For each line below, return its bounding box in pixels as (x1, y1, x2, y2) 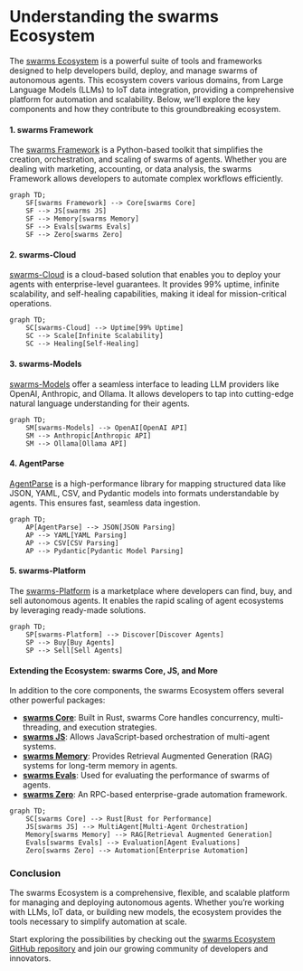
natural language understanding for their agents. (9, 398, 190, 409)
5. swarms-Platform (9, 565, 86, 576)
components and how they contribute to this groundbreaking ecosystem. (9, 103, 281, 114)
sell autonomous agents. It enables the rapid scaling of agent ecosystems (9, 595, 284, 606)
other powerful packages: (9, 694, 106, 706)
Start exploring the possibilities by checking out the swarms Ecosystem (9, 934, 276, 945)
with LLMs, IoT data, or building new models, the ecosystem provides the (9, 907, 282, 918)
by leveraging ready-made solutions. (9, 604, 147, 616)
